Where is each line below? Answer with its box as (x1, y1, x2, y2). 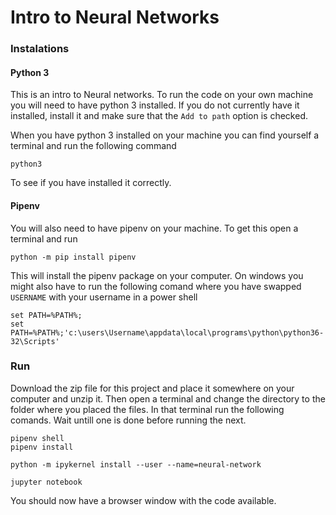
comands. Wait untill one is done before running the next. (10, 414, 247, 426)
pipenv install (10, 442, 74, 452)
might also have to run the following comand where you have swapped (10, 280, 302, 292)
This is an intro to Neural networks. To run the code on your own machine (10, 89, 314, 101)
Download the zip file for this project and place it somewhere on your (10, 382, 295, 394)
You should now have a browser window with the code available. (10, 494, 277, 506)
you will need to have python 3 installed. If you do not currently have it (10, 99, 300, 111)
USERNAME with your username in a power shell (10, 291, 198, 303)
